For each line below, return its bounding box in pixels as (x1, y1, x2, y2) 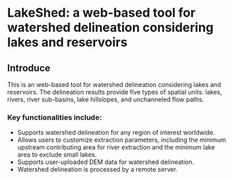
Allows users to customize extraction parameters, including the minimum (17, 136, 226, 144)
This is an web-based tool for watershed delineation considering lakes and (7, 81, 221, 88)
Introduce (7, 62, 51, 74)
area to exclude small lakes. (17, 151, 97, 159)
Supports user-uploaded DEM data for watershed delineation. (17, 158, 195, 166)
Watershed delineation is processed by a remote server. (17, 165, 178, 174)
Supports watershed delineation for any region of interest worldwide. (17, 129, 216, 137)
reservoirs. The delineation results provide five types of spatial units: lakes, (7, 88, 223, 96)
